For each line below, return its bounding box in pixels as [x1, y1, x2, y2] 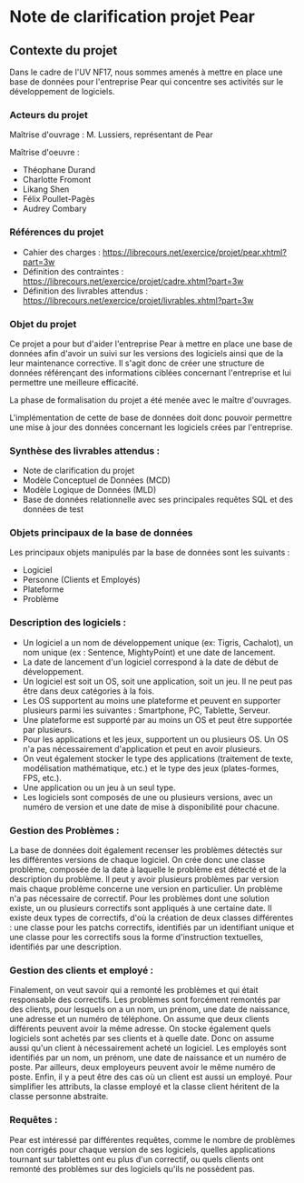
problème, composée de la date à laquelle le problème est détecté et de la [9, 864, 288, 875]
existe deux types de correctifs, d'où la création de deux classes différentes [9, 912, 294, 924]
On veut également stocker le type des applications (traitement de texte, [22, 753, 293, 764]
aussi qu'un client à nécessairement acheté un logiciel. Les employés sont [9, 1043, 287, 1054]
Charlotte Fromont [22, 175, 92, 185]
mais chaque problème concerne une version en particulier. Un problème [9, 884, 283, 895]
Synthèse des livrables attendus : [9, 444, 161, 456]
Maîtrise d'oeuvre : [9, 147, 80, 158]
